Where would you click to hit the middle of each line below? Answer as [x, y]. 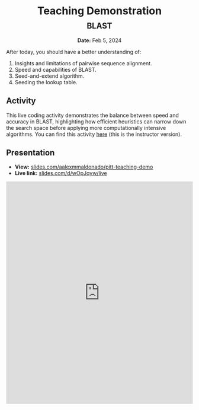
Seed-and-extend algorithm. [49, 76]
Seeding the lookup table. [46, 82]
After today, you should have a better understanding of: [74, 52]
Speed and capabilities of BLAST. [55, 69]
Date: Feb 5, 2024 [99, 40]
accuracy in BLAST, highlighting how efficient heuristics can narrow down [96, 121]
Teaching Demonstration [99, 11]
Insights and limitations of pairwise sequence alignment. [83, 63]
